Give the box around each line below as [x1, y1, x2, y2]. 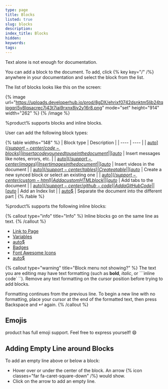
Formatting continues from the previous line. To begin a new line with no [5, 291, 155, 297]
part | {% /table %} [5, 193, 45, 199]
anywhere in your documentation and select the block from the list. [5, 74, 145, 80]
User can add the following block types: [5, 130, 88, 136]
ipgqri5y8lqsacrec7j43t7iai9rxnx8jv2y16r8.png [5, 104, 102, 110]
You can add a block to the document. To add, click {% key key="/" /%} [5, 69, 154, 75]
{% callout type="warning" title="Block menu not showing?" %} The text [5, 264, 156, 271]
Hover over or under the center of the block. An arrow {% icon [12, 368, 142, 374]
